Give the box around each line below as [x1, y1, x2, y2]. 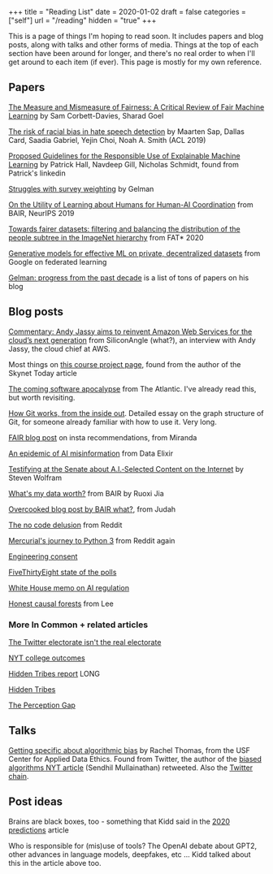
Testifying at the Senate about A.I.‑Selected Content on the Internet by [8, 464, 244, 474]
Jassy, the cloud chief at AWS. [8, 344, 111, 353]
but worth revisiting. [8, 392, 76, 402]
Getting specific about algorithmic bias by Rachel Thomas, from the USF [8, 745, 250, 755]
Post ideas [8, 795, 63, 809]
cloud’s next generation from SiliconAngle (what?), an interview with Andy [8, 335, 256, 344]
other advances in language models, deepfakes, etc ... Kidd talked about [8, 849, 251, 859]
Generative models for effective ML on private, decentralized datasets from [8, 248, 261, 258]
